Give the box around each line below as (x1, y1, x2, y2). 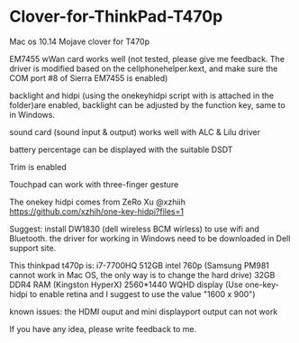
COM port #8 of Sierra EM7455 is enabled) (9, 72, 168, 83)
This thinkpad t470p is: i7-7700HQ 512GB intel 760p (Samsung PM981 (9, 259, 270, 271)
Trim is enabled (9, 161, 67, 172)
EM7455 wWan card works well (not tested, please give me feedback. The (9, 53, 285, 64)
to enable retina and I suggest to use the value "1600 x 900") (30, 288, 256, 299)
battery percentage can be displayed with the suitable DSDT (9, 144, 233, 155)
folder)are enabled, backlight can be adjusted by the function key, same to (9, 99, 285, 110)
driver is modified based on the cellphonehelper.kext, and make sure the (9, 63, 278, 74)
